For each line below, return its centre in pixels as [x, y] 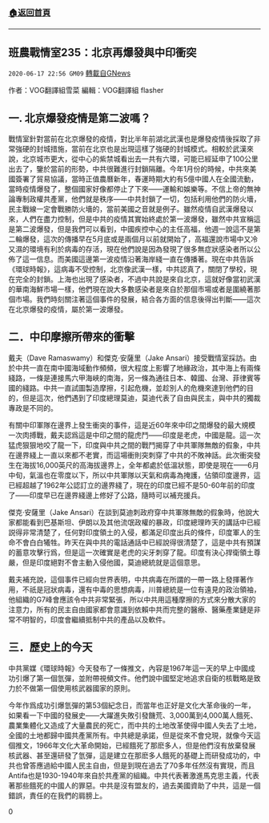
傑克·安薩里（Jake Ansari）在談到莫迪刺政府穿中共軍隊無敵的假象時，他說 [130, 512]
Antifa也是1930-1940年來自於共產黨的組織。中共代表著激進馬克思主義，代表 [134, 775]
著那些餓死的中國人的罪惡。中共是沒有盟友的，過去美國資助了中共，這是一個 [134, 785]
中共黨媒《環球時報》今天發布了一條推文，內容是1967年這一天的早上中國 [128, 668]
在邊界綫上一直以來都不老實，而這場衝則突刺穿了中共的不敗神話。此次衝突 [131, 455]
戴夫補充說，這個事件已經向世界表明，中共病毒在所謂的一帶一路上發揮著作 [131, 579]
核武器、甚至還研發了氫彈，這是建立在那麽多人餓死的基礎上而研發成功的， [131, 755]
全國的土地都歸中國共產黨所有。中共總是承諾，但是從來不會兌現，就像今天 [131, 735]
